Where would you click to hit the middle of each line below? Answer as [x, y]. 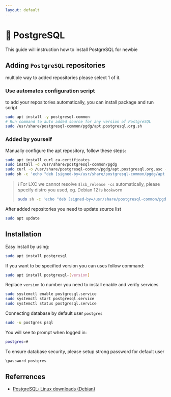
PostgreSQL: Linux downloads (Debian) [54, 389]
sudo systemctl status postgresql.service [51, 304]
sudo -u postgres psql [29, 323]
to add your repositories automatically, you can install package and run [80, 102]
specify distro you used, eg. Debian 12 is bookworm [70, 190]
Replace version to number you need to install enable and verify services [82, 285]
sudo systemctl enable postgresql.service [51, 294]
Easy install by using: [27, 246]
